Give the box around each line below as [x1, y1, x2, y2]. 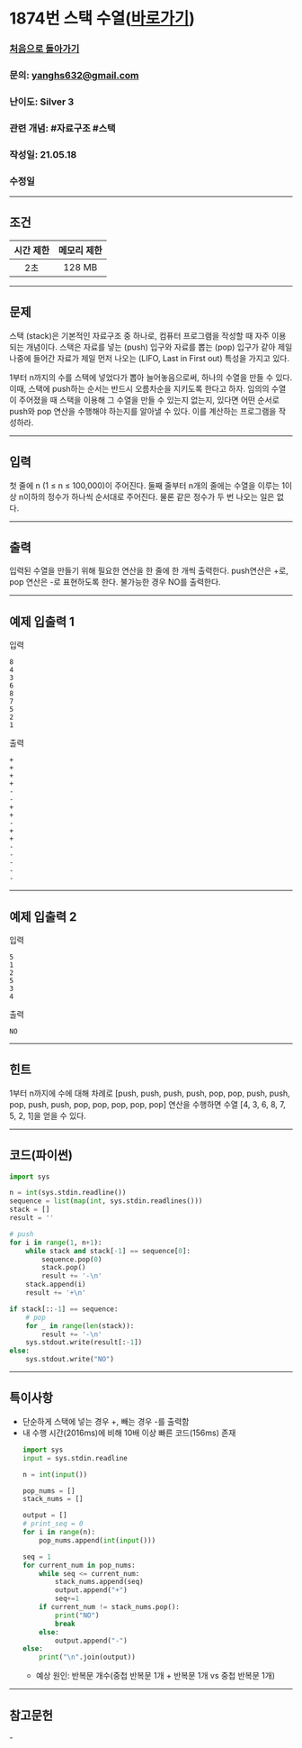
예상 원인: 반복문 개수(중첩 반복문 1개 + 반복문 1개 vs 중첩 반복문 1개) [35, 1671, 276, 1681]
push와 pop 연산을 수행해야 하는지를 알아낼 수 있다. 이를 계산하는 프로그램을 [9, 405, 277, 416]
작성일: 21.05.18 [9, 148, 77, 160]
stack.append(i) [25, 1280, 87, 1289]
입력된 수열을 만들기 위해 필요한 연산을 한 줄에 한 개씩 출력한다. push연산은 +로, [9, 565, 289, 577]
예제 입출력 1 [9, 614, 75, 629]
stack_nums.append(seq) [55, 1578, 144, 1587]
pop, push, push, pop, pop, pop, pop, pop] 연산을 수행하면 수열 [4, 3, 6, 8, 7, [9, 1098, 286, 1109]
